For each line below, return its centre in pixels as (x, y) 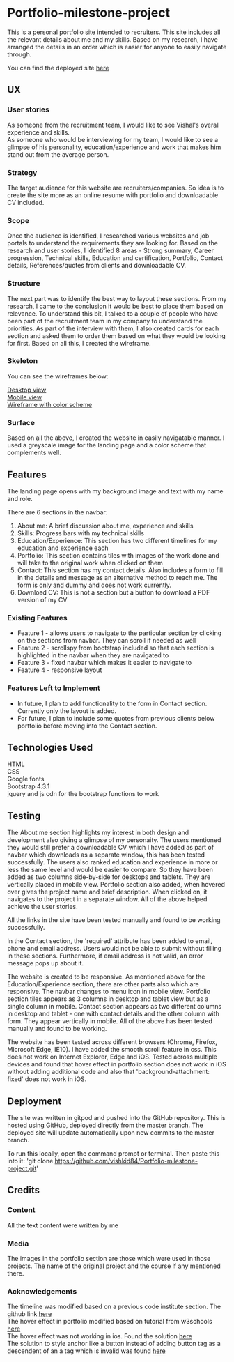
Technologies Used (50, 747)
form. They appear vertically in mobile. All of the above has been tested (110, 1021)
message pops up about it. (46, 963)
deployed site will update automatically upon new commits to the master (111, 1132)
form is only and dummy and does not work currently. (94, 585)
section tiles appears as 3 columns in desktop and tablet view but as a (108, 999)
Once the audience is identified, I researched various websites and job (108, 236)
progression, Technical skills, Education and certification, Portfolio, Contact (115, 258)
